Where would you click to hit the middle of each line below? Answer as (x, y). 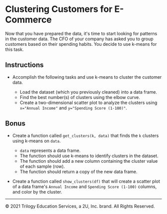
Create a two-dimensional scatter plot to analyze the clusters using (88, 103)
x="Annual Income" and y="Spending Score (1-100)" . (74, 107)
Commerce (29, 20)
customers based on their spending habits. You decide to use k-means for (81, 44)
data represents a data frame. (50, 150)
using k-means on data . (37, 141)
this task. (14, 49)
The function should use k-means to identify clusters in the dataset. (89, 156)
